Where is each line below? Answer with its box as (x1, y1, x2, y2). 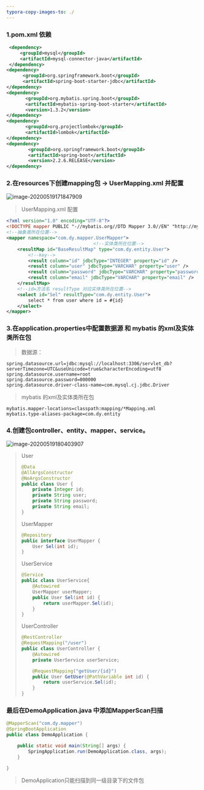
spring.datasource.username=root (6, 371, 91, 377)
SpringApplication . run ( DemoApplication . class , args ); (28, 748, 167, 755)
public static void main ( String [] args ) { (17, 742, 126, 749)
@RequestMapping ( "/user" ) (21, 640, 87, 646)
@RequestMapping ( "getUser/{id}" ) (32, 668, 117, 674)
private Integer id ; (32, 486, 84, 493)
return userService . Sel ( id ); (43, 679, 117, 686)
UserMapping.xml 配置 (21, 205, 78, 213)
